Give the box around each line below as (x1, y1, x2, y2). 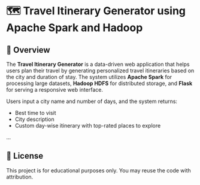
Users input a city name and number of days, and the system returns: (6, 98, 178, 105)
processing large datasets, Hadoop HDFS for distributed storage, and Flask (6, 80, 193, 87)
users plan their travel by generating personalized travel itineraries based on (6, 67, 195, 74)
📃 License (6, 151, 44, 161)
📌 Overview (6, 45, 50, 55)
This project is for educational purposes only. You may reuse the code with (6, 166, 192, 174)
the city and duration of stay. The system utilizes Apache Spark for (6, 74, 172, 80)
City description (14, 116, 55, 123)
